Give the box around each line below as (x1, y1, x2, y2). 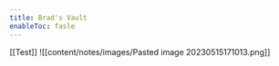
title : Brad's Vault (9, 13, 88, 23)
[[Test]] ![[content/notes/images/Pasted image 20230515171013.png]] (9, 46, 271, 57)
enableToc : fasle (9, 22, 76, 31)
